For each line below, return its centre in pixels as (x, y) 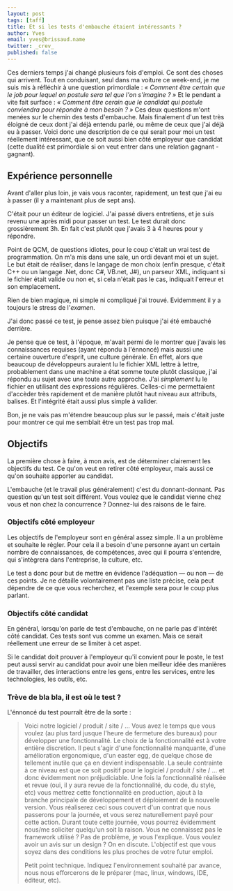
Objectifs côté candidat (48, 613)
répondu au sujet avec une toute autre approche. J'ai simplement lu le (107, 379)
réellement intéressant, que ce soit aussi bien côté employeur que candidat (115, 139)
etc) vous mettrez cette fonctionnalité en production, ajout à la (113, 793)
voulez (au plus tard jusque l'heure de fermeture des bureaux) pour (121, 733)
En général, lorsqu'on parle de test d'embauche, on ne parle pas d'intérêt (112, 629)
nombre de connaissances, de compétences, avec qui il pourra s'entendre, (114, 552)
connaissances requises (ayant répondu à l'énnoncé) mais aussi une (105, 349)
